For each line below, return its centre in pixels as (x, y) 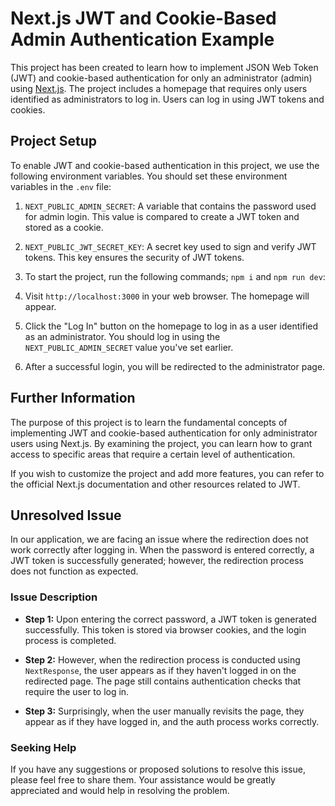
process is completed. (70, 640)
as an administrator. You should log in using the (122, 336)
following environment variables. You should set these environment (149, 176)
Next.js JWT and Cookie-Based (143, 18)
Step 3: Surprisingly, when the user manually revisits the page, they (164, 711)
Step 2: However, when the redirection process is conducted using (162, 659)
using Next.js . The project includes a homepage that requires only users (159, 88)
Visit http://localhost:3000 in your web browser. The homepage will (167, 296)
